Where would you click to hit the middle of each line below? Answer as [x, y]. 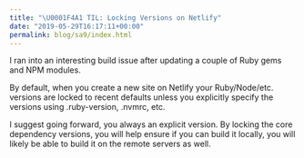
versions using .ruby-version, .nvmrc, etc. [87, 107]
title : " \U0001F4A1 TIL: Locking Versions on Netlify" [116, 18]
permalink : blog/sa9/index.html [71, 35]
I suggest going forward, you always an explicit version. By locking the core [151, 124]
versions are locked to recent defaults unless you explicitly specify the [142, 97]
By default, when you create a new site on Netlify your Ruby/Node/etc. [142, 88]
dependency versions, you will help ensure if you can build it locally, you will [152, 134]
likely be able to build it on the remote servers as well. [110, 144]
